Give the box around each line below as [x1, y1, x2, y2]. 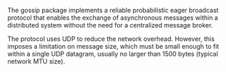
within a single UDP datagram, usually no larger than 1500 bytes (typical [7, 49, 218, 58]
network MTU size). [7, 57, 65, 66]
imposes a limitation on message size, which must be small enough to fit [7, 42, 220, 50]
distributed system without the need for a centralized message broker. [7, 21, 213, 29]
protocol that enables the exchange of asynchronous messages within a [7, 13, 218, 22]
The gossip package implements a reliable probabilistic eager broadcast [7, 6, 219, 14]
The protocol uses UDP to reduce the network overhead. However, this [7, 35, 215, 43]
